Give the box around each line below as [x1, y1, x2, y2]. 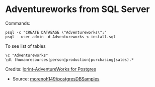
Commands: [5, 20, 31, 26]
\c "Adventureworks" [5, 53, 49, 58]
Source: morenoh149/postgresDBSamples [12, 75, 100, 81]
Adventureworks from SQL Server [5, 4, 150, 15]
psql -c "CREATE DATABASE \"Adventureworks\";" [5, 30, 107, 35]
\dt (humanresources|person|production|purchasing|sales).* [5, 57, 134, 62]
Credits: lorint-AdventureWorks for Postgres [5, 66, 97, 72]
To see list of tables [5, 43, 46, 49]
